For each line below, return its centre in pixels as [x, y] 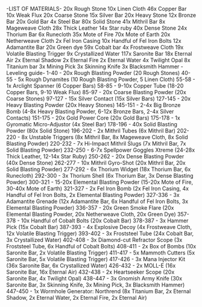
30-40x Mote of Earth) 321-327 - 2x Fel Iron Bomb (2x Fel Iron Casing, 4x [97, 189]
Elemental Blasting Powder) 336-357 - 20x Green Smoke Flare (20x [90, 208]
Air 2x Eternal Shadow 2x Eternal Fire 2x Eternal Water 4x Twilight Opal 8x [99, 60]
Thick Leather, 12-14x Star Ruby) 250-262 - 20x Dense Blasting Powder [95, 156]
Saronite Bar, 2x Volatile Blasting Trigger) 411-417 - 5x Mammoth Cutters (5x [101, 253]
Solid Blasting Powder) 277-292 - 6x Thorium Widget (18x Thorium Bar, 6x [99, 169]
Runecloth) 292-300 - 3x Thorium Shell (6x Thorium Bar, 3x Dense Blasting [100, 176]
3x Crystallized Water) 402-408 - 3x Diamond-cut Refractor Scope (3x [94, 240]
